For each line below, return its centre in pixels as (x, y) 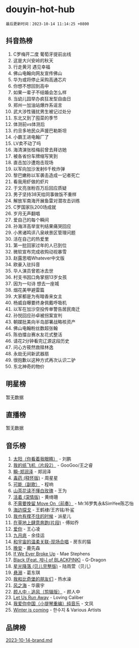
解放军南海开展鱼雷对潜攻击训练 (46, 200)
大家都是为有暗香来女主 (38, 296)
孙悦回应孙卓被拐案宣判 (38, 315)
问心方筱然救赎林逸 (33, 347)
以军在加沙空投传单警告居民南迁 (46, 309)
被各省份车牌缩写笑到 (35, 156)
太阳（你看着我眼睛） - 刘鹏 (42, 459)
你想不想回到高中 (31, 86)
